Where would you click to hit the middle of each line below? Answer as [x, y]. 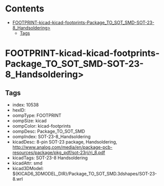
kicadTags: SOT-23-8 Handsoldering [50, 158]
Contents [25, 9]
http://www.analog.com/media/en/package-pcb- [62, 147]
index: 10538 [25, 105]
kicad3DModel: [28, 168]
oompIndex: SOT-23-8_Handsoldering [51, 136]
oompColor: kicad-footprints [41, 126]
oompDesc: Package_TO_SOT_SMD [49, 131]
